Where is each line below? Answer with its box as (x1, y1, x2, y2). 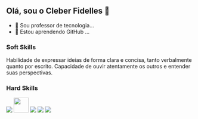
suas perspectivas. (6, 69, 53, 76)
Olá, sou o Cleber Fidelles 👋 (6, 6, 110, 16)
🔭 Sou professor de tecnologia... (14, 21, 94, 29)
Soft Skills (6, 43, 36, 51)
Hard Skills (6, 84, 38, 92)
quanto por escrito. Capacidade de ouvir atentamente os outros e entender (6, 63, 191, 70)
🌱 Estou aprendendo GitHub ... (14, 28, 90, 35)
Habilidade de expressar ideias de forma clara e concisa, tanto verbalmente (6, 57, 192, 64)
